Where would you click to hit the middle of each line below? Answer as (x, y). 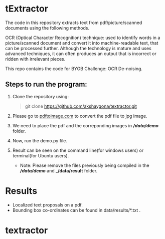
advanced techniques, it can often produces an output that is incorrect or (81, 54)
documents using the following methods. (47, 28)
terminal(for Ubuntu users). (41, 155)
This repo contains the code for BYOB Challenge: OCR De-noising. (74, 69)
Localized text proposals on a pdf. (47, 205)
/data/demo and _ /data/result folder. (59, 170)
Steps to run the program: (46, 84)
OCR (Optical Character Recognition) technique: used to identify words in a (83, 38)
